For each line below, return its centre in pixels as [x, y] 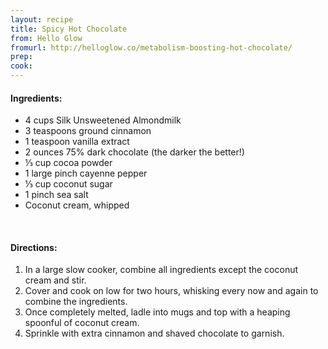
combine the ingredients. [76, 302]
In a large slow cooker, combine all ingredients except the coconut [161, 270]
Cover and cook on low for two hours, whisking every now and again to [171, 291]
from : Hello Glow [46, 38]
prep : [21, 57]
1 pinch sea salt [56, 195]
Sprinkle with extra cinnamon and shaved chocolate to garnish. [154, 333]
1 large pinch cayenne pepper [86, 173]
